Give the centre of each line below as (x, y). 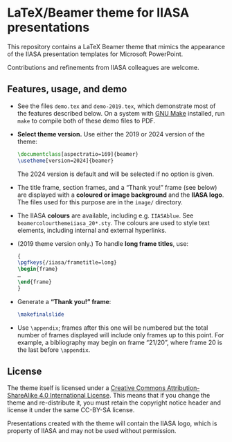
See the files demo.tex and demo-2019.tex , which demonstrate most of (116, 106)
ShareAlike (23, 396)
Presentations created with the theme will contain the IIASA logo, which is (112, 423)
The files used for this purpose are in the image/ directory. (100, 202)
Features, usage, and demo (67, 89)
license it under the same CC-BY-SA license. (71, 410)
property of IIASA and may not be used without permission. (92, 431)
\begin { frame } (37, 269)
